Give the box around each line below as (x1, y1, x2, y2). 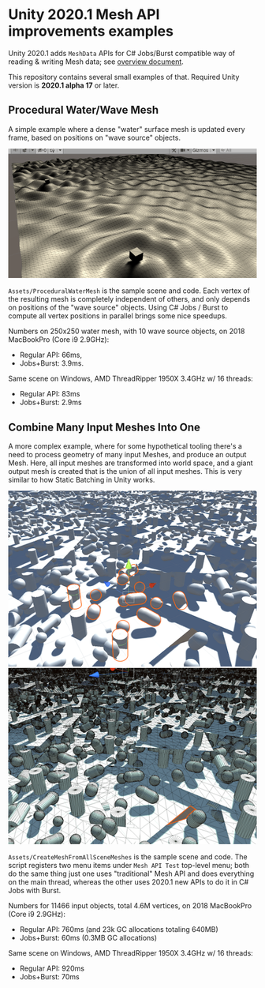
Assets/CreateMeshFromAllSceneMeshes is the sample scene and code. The (8, 851, 248, 862)
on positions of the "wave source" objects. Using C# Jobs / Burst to (8, 302, 229, 313)
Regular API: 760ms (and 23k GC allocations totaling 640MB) (19, 924, 218, 934)
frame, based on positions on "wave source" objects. (8, 133, 181, 142)
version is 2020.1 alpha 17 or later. (8, 81, 120, 90)
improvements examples (8, 22, 174, 40)
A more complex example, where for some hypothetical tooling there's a (8, 441, 243, 451)
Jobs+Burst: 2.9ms (19, 397, 82, 408)
